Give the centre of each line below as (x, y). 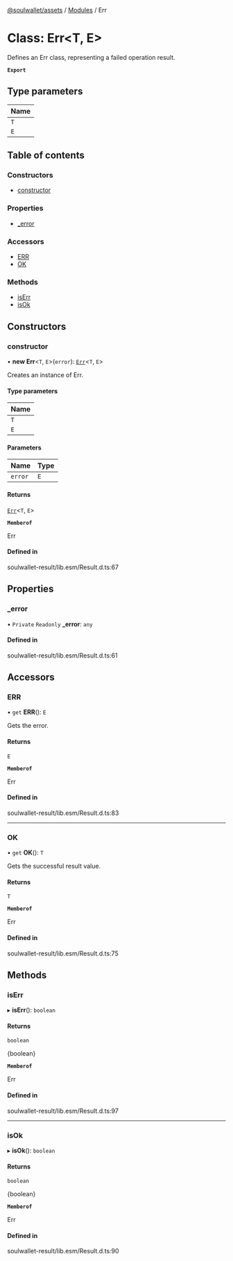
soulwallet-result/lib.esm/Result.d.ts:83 (63, 813)
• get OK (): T (25, 852)
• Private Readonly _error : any (50, 624)
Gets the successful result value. (54, 866)
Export (17, 70)
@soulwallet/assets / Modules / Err (57, 10)
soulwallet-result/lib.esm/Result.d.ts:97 (63, 1111)
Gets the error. (28, 726)
